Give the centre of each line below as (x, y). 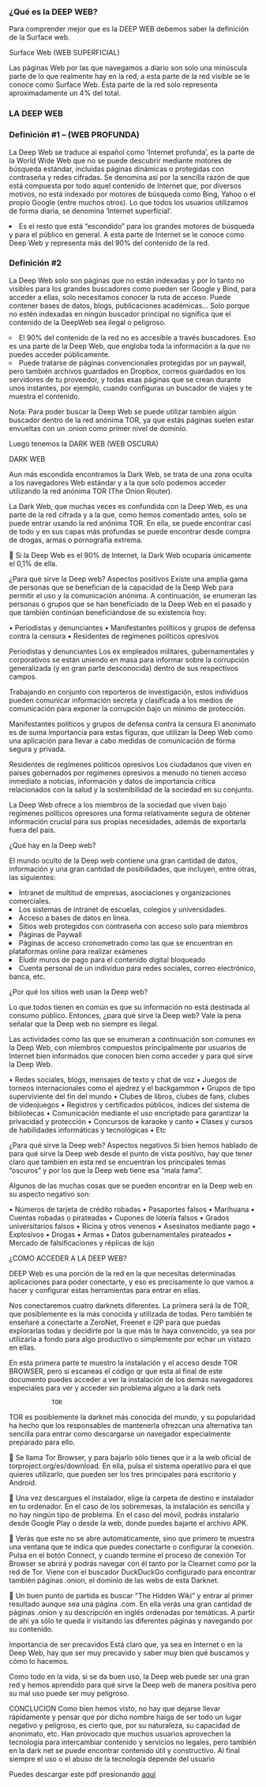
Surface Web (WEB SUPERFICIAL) (65, 53)
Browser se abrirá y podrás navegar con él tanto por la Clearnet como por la (133, 1563)
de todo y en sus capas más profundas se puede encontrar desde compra (130, 531)
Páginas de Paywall (51, 935)
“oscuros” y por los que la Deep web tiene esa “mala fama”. (106, 1170)
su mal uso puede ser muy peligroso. (69, 1693)
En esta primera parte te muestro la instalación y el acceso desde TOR (123, 1362)
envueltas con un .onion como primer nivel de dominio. (98, 428)
